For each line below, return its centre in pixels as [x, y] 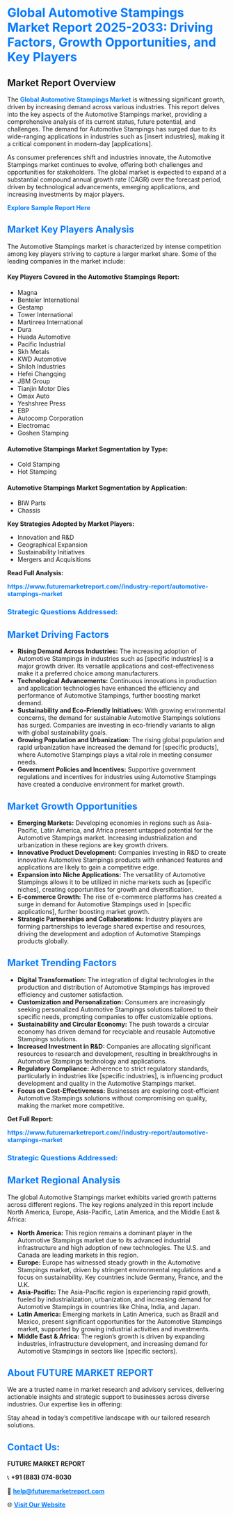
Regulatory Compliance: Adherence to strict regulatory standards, [113, 1068]
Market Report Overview [62, 82]
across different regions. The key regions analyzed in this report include [110, 1204]
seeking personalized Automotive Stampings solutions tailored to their [118, 1009]
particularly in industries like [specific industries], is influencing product [120, 1075]
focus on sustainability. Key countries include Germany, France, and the [120, 1277]
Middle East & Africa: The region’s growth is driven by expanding [111, 1336]
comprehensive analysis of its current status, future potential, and [102, 122]
